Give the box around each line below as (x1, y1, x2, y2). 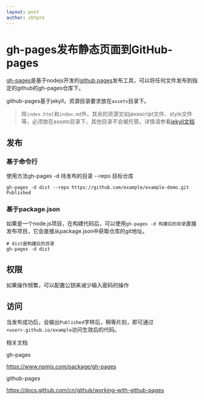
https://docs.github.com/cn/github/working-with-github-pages (6, 387, 164, 394)
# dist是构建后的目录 (6, 241, 55, 247)
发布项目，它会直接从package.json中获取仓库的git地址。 (6, 228, 148, 235)
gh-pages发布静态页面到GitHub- (6, 43, 173, 57)
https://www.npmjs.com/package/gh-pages (6, 363, 117, 370)
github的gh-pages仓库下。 (16, 85, 84, 92)
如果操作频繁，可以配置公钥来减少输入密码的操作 (6, 281, 129, 289)
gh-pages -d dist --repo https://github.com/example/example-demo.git (6, 184, 189, 191)
